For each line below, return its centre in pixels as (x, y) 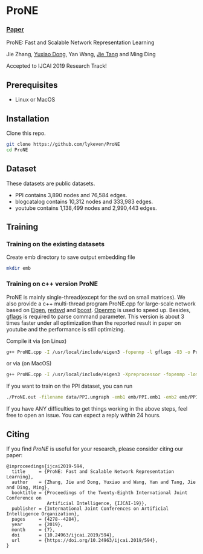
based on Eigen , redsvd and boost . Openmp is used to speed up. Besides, (98, 310)
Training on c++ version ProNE (52, 284)
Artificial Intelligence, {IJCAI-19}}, (97, 503)
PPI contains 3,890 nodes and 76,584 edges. (71, 195)
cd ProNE (17, 150)
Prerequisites (32, 85)
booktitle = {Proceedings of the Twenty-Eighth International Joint (100, 493)
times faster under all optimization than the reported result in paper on (94, 323)
